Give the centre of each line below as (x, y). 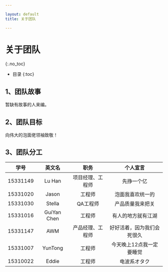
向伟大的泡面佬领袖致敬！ (31, 135)
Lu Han (53, 181)
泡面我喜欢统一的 (135, 194)
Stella (53, 203)
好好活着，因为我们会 (135, 227)
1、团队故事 (23, 92)
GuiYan (53, 212)
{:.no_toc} (15, 64)
